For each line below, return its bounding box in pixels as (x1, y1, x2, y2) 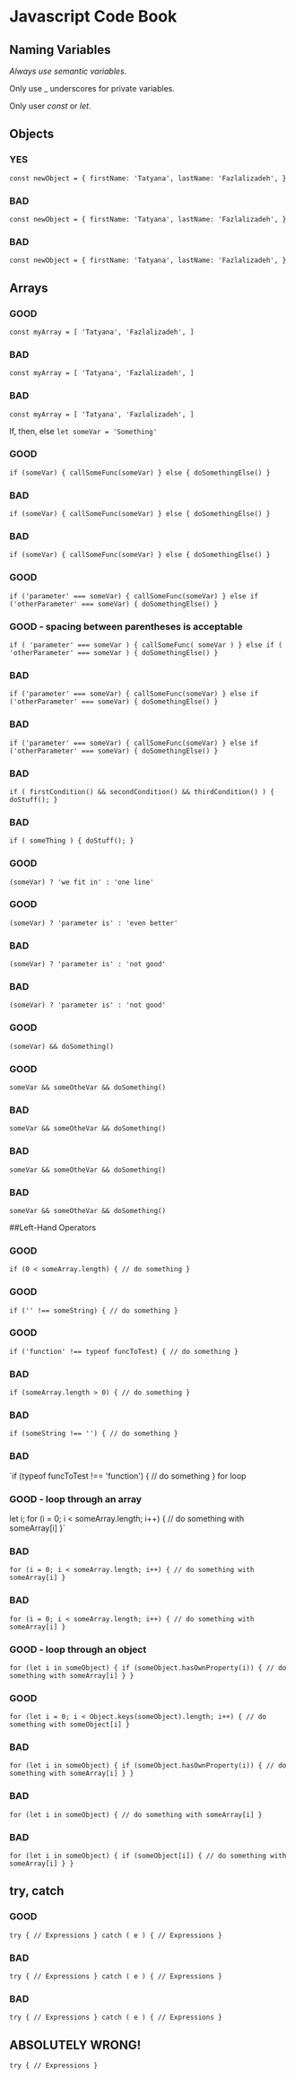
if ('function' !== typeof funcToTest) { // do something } (9, 1347, 239, 1356)
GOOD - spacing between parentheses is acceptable (9, 620, 244, 633)
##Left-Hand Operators (9, 1222, 97, 1233)
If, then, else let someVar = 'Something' (9, 425, 158, 436)
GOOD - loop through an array (9, 1492, 142, 1505)
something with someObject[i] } (9, 1720, 130, 1729)
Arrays (9, 280, 48, 295)
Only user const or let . (9, 100, 91, 111)
